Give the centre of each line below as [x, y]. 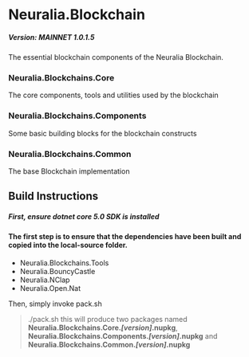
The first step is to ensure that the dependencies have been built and [125, 237]
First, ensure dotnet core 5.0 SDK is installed [84, 217]
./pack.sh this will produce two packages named [107, 320]
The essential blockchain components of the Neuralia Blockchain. [116, 57]
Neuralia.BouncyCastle [57, 272]
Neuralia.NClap [45, 280]
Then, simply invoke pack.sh [55, 304]
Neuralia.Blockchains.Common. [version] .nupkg [109, 345]
